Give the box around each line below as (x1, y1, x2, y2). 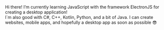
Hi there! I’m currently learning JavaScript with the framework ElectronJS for (5, 4, 160, 10)
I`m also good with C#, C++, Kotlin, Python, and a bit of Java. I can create (5, 15, 153, 20)
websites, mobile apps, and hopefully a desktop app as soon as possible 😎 (5, 19, 157, 25)
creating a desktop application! (5, 9, 68, 15)
